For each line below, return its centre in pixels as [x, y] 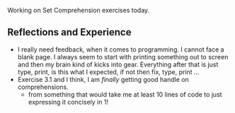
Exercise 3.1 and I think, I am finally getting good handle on [103, 79]
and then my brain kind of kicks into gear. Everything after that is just [118, 64]
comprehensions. [43, 87]
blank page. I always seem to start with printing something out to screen [123, 56]
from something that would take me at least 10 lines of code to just [125, 94]
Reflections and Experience [69, 32]
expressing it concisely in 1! [68, 102]
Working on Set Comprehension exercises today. [79, 10]
